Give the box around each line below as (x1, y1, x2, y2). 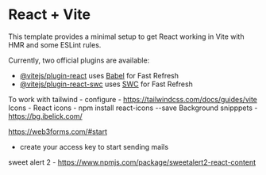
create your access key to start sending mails (19, 142, 169, 151)
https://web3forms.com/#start (8, 127, 107, 136)
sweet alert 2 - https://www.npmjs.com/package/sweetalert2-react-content (8, 157, 256, 167)
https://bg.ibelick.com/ (8, 111, 83, 120)
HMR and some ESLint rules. (8, 40, 102, 49)
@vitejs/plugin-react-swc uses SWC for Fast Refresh (19, 79, 193, 89)
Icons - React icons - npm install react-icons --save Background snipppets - (8, 103, 258, 112)
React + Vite (8, 6, 91, 24)
